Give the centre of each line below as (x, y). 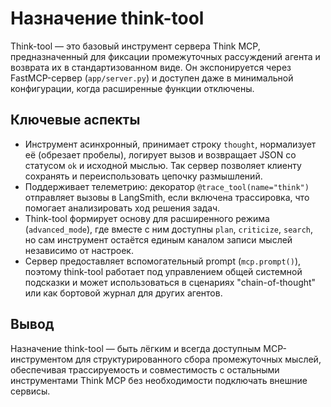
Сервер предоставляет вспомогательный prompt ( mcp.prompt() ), (163, 261)
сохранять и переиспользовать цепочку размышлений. (143, 176)
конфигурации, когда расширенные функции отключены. (132, 88)
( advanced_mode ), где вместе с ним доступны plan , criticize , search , (168, 229)
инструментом (42, 359)
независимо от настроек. (79, 250)
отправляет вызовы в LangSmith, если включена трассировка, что (167, 197)
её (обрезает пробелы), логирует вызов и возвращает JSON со (160, 154)
